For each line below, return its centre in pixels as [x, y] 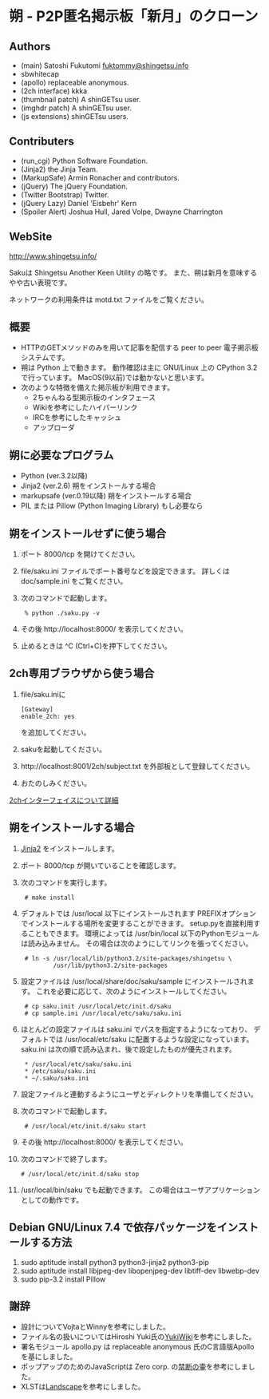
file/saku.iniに [43, 694]
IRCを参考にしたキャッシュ [77, 418]
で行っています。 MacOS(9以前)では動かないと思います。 [115, 378]
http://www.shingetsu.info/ [53, 256]
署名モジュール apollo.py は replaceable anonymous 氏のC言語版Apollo [137, 1347]
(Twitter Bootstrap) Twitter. [65, 194]
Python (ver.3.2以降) [54, 476]
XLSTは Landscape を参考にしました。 [83, 1387]
